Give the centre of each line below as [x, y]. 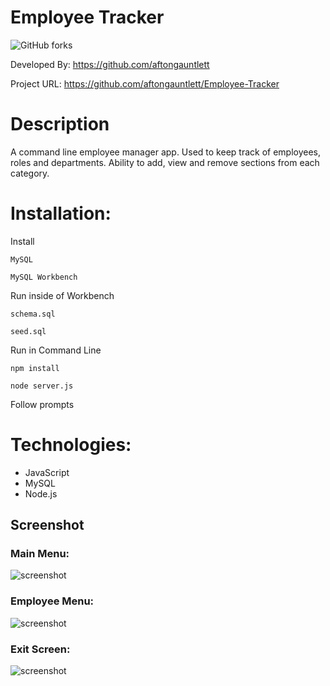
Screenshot [47, 525]
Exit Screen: [40, 649]
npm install [35, 368]
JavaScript [47, 472]
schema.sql [33, 314]
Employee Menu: [52, 601]
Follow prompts [42, 404]
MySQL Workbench [44, 277]
